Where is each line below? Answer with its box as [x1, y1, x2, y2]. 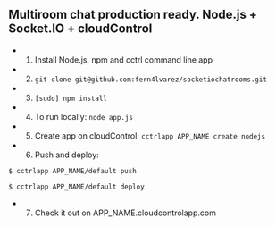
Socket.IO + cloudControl [8, 21, 153, 37]
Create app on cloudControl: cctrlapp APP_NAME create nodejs [34, 130, 265, 141]
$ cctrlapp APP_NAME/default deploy [8, 182, 145, 191]
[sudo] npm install [34, 94, 108, 103]
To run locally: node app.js [34, 111, 133, 122]
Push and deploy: [34, 149, 99, 160]
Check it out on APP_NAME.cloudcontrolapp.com [34, 207, 216, 218]
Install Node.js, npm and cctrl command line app [34, 54, 213, 65]
